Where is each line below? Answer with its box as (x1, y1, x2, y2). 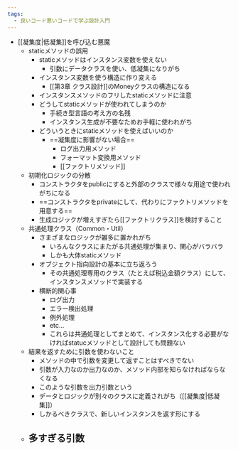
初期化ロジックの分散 (28, 171, 91, 179)
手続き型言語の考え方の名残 (49, 108, 131, 117)
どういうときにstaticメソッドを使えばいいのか (38, 126, 174, 135)
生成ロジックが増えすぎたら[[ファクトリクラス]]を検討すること (38, 215, 222, 224)
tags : (7, 10, 23, 18)
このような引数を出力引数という (38, 382, 133, 391)
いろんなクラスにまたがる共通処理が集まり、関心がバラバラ (49, 242, 224, 250)
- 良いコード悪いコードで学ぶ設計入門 (13, 17, 110, 24)
